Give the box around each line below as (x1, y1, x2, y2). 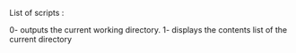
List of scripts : (9, 8, 65, 18)
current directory (9, 34, 73, 44)
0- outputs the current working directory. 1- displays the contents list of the (9, 25, 288, 34)
